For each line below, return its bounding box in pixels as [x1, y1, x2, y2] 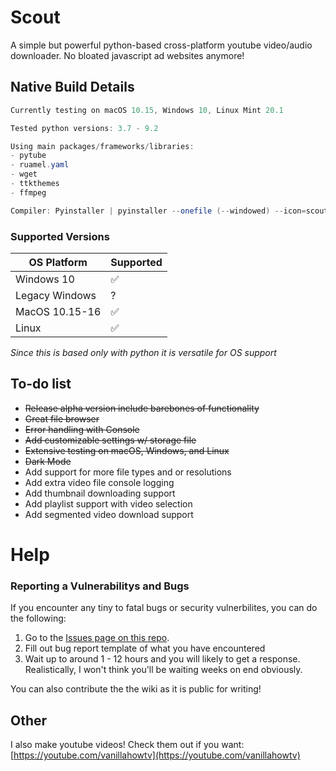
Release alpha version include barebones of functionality [24, 402, 260, 414]
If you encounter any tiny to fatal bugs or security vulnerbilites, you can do [10, 602, 318, 614]
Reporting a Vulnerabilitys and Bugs [10, 579, 190, 593]
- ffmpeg [10, 187, 47, 198]
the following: [10, 612, 67, 625]
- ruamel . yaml [10, 160, 70, 170]
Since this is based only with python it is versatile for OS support [10, 346, 277, 358]
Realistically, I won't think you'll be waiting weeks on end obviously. [24, 664, 303, 676]
